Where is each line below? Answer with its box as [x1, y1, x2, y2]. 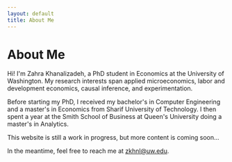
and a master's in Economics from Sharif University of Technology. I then [7, 105, 217, 113]
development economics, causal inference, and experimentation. [7, 84, 193, 92]
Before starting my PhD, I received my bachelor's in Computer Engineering [7, 98, 221, 106]
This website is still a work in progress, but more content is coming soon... [7, 133, 220, 142]
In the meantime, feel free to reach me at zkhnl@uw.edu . [7, 147, 169, 155]
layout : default [7, 10, 54, 17]
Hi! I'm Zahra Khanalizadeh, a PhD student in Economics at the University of [7, 70, 224, 78]
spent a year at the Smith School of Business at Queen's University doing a [7, 113, 222, 121]
